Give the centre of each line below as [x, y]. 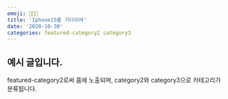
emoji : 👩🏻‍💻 [23, 13]
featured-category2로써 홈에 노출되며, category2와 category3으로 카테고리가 [114, 80]
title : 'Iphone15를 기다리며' [47, 20]
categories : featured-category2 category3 [69, 33]
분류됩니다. [22, 89]
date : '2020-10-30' [35, 26]
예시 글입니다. [35, 62]
